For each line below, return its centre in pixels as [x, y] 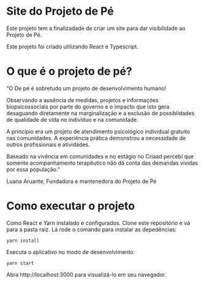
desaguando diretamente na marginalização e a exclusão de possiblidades [100, 113]
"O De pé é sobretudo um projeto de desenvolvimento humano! [86, 88]
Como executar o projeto [71, 206]
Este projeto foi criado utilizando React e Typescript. [73, 47]
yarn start [20, 263]
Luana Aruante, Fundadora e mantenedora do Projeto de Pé [81, 181]
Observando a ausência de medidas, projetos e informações [83, 100]
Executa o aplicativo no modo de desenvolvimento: [71, 252]
